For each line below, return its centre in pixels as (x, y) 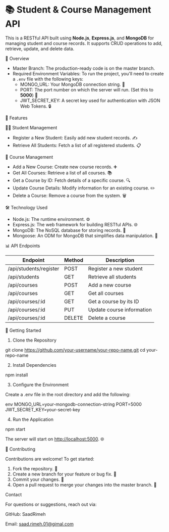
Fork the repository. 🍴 (35, 468)
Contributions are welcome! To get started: (50, 459)
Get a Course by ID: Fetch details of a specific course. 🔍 (71, 180)
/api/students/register (34, 268)
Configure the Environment (41, 384)
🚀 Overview (17, 58)
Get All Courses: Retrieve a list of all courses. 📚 (62, 173)
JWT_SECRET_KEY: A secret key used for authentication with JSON (90, 100)
